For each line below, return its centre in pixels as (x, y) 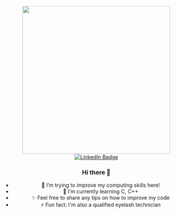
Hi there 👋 (96, 172)
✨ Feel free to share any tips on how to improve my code (101, 198)
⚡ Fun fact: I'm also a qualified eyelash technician (101, 205)
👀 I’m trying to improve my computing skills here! (101, 185)
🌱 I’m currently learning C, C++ (101, 192)
